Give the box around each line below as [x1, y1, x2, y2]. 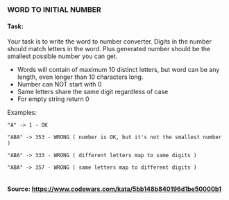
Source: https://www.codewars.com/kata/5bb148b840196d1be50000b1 [7, 185, 222, 193]
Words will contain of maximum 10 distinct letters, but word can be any [17, 66, 220, 74]
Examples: [7, 109, 37, 117]
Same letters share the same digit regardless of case [17, 88, 169, 96]
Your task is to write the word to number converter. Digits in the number [7, 37, 212, 46]
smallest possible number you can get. [7, 52, 118, 60]
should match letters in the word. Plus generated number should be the [7, 45, 211, 53]
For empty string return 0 [17, 95, 90, 103]
